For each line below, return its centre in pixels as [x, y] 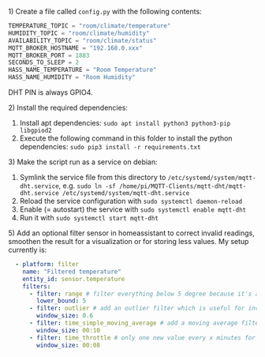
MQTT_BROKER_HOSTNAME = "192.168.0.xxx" [76, 48]
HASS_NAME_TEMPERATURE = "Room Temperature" [82, 70]
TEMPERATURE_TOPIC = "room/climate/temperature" [90, 26]
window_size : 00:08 [69, 345]
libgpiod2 [36, 130]
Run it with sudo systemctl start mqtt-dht [89, 218]
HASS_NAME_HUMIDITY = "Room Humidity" [72, 77]
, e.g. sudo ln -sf [88, 186]
